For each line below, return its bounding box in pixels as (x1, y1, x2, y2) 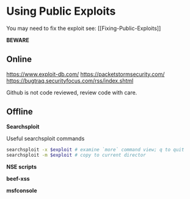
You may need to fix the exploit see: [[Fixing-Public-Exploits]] (6, 24, 161, 32)
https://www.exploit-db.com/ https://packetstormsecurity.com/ (6, 70, 165, 78)
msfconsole (6, 187, 37, 194)
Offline (6, 107, 33, 117)
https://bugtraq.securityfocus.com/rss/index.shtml (6, 77, 134, 84)
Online (6, 54, 32, 65)
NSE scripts (6, 163, 37, 171)
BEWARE (6, 36, 29, 43)
